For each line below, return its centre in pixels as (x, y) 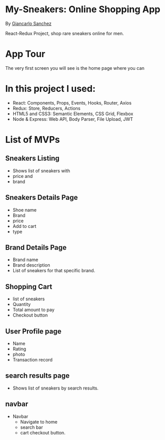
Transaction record (32, 360)
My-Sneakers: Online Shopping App (83, 9)
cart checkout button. (43, 432)
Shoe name (25, 210)
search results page (38, 376)
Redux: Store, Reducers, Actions (46, 108)
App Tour (25, 54)
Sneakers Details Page (42, 198)
